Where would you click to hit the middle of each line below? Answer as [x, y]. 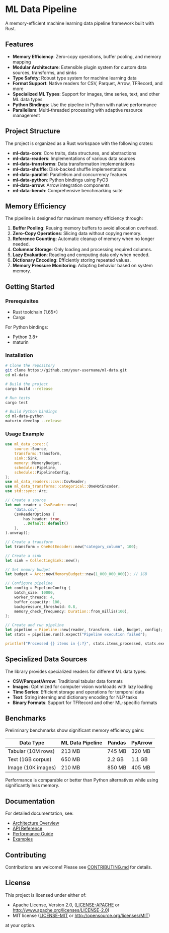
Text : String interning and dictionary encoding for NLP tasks [75, 697]
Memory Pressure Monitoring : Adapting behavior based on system [82, 266]
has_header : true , [43, 519]
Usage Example [25, 434]
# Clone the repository [30, 366]
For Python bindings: [27, 327]
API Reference [27, 828]
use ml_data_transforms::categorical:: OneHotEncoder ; [63, 487]
